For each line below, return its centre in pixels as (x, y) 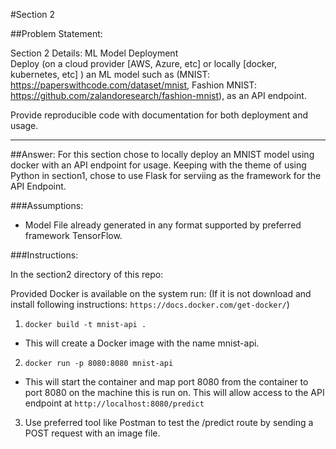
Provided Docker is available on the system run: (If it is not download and (161, 293)
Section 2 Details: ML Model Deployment (94, 53)
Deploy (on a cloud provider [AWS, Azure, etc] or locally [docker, (143, 63)
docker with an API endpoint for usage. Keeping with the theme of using (158, 165)
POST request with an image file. (92, 433)
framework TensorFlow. (73, 235)
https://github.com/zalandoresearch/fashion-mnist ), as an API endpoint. (158, 95)
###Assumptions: (47, 205)
